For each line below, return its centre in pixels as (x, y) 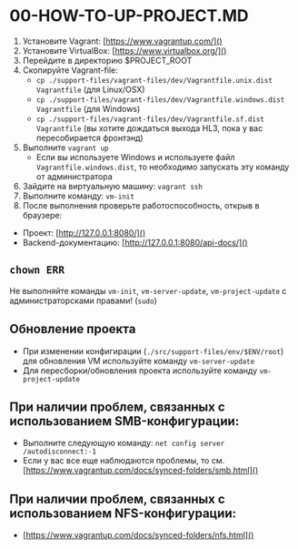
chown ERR (37, 270)
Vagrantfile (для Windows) (88, 108)
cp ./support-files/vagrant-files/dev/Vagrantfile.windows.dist (160, 100)
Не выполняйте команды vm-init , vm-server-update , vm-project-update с (148, 290)
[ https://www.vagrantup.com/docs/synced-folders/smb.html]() (140, 471)
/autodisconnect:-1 (60, 452)
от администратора (74, 176)
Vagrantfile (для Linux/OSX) (90, 89)
